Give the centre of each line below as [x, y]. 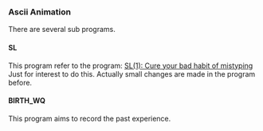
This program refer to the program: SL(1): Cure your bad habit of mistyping [131, 65]
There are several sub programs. [62, 30]
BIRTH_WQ [27, 101]
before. [20, 82]
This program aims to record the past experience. [90, 118]
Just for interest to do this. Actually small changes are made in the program [132, 73]
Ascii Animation [40, 12]
